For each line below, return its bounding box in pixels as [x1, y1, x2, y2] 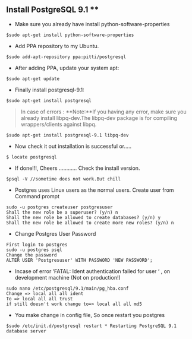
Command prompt [14, 192, 60, 199]
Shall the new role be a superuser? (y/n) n [6, 209, 118, 216]
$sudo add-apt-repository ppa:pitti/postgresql [6, 53, 127, 60]
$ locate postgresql [6, 154, 58, 160]
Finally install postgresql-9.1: [14, 86, 84, 93]
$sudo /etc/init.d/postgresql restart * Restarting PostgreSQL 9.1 [6, 323, 177, 329]
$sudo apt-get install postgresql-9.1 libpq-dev [6, 132, 129, 138]
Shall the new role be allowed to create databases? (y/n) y [6, 214, 161, 220]
